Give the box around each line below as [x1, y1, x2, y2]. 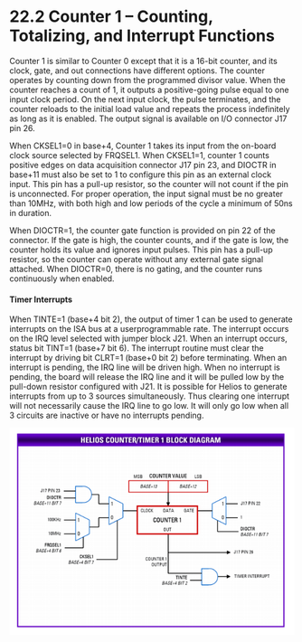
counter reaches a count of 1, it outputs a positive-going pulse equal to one [9, 84, 289, 95]
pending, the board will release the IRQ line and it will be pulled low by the [9, 372, 285, 382]
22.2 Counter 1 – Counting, [9, 6, 213, 27]
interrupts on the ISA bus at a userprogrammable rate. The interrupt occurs [9, 324, 289, 335]
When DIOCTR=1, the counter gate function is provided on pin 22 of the [9, 224, 276, 236]
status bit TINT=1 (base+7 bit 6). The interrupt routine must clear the [9, 343, 264, 354]
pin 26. [9, 122, 35, 133]
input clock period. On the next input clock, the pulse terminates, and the [9, 93, 281, 105]
